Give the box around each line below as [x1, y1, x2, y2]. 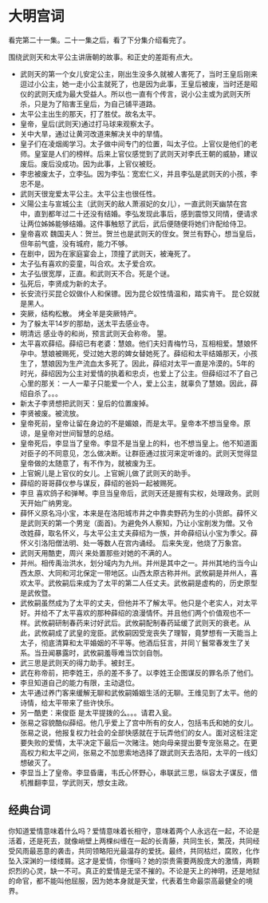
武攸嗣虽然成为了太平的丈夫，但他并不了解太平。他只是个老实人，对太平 [19, 598, 258, 608]
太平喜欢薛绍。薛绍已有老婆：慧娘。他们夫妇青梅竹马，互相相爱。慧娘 [19, 339, 251, 348]
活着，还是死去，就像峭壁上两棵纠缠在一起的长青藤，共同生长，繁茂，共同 [8, 836, 253, 846]
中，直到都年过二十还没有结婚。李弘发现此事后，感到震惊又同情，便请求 [19, 208, 258, 218]
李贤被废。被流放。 [19, 408, 84, 418]
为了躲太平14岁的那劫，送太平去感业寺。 [19, 319, 154, 328]
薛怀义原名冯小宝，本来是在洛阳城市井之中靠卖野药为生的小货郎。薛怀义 [19, 508, 258, 517]
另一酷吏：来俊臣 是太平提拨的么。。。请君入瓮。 [19, 707, 176, 717]
